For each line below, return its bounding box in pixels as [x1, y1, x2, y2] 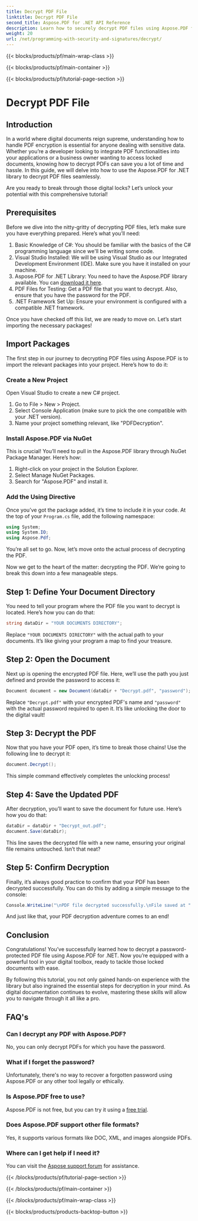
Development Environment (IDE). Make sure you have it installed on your [14, 260, 190, 267]
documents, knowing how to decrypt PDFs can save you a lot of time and [6, 160, 184, 167]
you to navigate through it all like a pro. [6, 995, 101, 1002]
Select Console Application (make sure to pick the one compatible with [14, 406, 187, 414]
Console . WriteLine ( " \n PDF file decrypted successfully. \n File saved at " [6, 902, 192, 908]
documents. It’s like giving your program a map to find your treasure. [6, 637, 173, 644]
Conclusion [6, 930, 49, 940]
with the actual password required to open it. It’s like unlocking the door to [6, 705, 186, 712]
